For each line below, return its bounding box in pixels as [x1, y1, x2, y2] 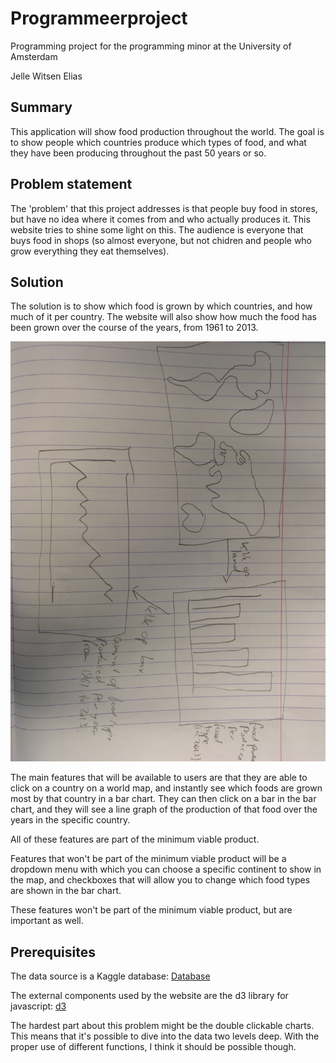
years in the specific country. [10, 814, 131, 826]
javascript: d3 [10, 1000, 67, 1012]
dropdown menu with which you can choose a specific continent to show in [10, 863, 322, 876]
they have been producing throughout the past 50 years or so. [10, 147, 267, 159]
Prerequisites [10, 943, 96, 961]
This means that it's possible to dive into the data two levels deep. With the [10, 1030, 320, 1042]
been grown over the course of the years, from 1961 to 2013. [10, 322, 259, 334]
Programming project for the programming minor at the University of [10, 40, 292, 52]
